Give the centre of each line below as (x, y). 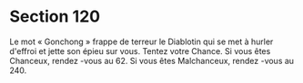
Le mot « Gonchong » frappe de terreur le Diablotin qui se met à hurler (141, 41)
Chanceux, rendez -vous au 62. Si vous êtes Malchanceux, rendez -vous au (151, 60)
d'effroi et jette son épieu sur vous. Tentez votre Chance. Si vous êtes (140, 51)
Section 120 (55, 17)
